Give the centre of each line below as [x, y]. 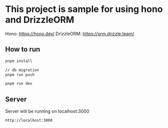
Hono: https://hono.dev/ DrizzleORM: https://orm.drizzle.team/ [70, 33]
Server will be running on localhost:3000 [47, 111]
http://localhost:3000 [29, 120]
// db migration [22, 70]
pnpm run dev [19, 83]
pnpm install [19, 61]
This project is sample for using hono [84, 9]
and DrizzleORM [40, 20]
